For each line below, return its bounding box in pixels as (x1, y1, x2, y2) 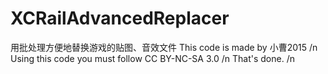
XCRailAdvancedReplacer (10, 7, 230, 30)
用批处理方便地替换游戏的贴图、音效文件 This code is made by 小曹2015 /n (10, 41, 318, 53)
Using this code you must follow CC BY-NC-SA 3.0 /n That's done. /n (10, 52, 295, 64)
